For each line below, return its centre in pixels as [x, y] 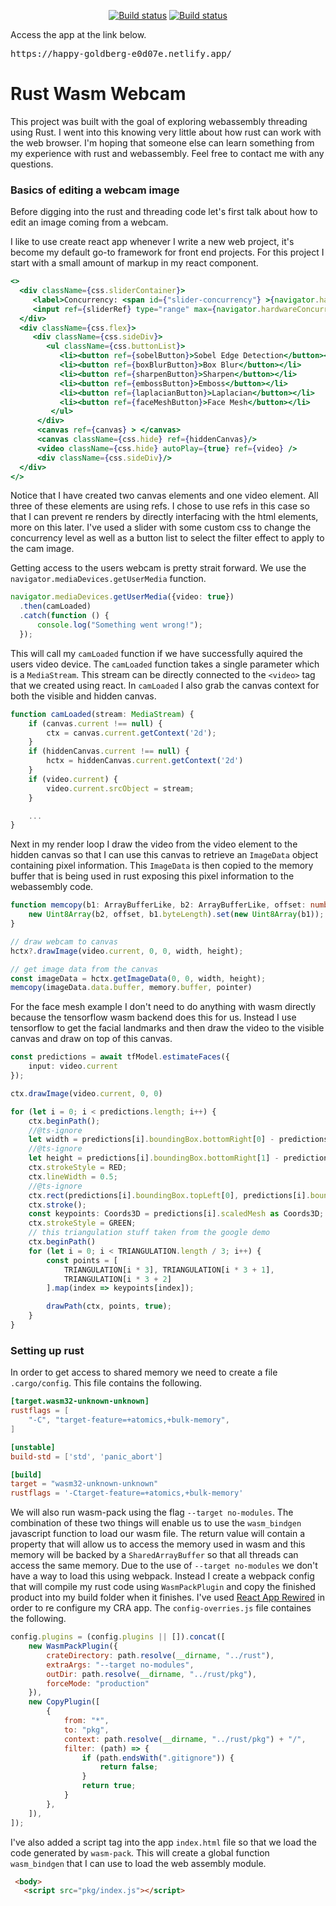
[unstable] [33, 1447]
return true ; [109, 1786]
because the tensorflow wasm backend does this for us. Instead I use [153, 1017]
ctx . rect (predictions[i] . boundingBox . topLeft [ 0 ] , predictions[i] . [169, 1195]
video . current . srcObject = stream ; [120, 788]
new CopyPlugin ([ [64, 1702]
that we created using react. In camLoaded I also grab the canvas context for [165, 685]
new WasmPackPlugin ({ [73, 1646]
